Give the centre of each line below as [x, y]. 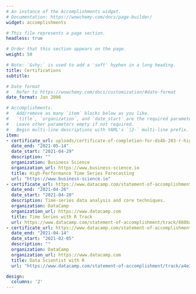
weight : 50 [19, 54]
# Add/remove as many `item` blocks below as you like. [78, 114]
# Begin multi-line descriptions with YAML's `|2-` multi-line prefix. [98, 129]
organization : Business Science [51, 162]
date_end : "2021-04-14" [40, 233]
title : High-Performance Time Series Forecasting [73, 173]
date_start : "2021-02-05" [43, 239]
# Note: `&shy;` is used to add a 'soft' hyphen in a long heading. [91, 65]
